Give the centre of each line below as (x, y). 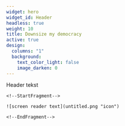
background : (27, 57)
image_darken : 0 (38, 68)
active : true (23, 40)
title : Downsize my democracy (44, 34)
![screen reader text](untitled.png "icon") (63, 107)
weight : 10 (20, 29)
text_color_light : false (48, 62)
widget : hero (23, 12)
